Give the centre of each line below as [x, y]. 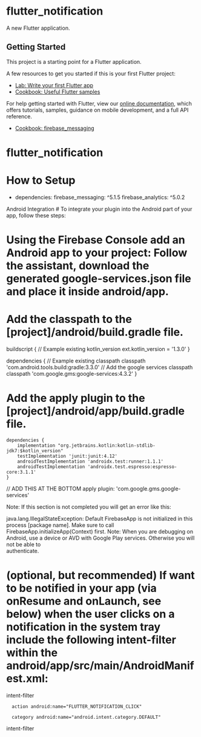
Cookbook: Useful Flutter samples [58, 92]
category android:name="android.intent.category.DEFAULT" [87, 717]
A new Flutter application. [38, 28]
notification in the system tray [84, 627]
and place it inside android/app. [88, 292]
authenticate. [23, 551]
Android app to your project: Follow [97, 253]
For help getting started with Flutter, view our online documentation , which [99, 103]
